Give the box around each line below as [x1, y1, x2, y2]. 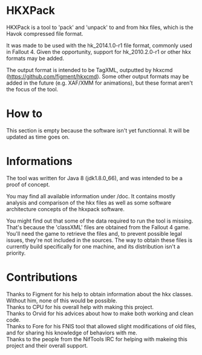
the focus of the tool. [6, 85, 59, 93]
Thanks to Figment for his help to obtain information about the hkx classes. [6, 290, 194, 298]
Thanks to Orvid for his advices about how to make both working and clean [6, 310, 194, 317]
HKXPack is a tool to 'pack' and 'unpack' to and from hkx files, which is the [6, 24, 194, 31]
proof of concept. [6, 181, 50, 188]
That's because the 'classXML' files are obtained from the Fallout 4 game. [6, 223, 191, 230]
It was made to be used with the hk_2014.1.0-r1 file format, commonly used [6, 42, 192, 49]
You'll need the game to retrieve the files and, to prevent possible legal [6, 230, 183, 237]
